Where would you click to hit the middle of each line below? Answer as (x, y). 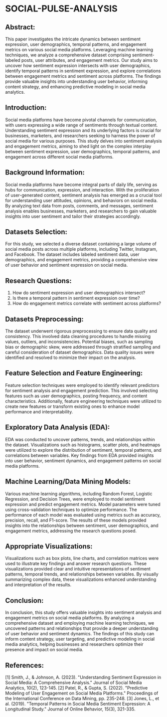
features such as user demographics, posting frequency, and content (76, 396)
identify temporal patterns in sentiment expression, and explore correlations (83, 71)
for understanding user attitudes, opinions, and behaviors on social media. (82, 200)
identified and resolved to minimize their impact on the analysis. (71, 358)
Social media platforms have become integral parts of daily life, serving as (81, 184)
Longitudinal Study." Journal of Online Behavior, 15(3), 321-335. (70, 709)
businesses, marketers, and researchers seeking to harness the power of (80, 136)
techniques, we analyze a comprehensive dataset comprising (68, 55)
